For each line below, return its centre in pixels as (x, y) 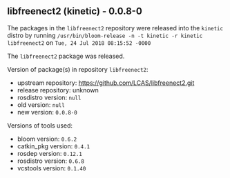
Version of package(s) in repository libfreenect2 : (78, 69)
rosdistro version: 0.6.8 (51, 161)
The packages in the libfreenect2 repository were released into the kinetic (115, 28)
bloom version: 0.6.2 (47, 139)
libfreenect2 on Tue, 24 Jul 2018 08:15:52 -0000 (79, 42)
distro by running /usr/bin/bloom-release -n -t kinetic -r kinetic (105, 35)
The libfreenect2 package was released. (66, 56)
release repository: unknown (58, 90)
